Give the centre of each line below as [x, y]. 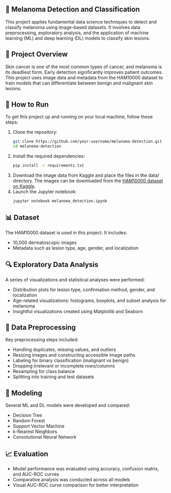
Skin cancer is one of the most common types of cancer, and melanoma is [84, 67]
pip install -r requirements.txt [48, 166]
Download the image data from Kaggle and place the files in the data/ [86, 175]
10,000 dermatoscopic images [45, 242]
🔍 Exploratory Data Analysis [52, 265]
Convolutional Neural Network [45, 437]
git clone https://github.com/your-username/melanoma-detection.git [87, 141]
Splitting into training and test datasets [53, 377]
